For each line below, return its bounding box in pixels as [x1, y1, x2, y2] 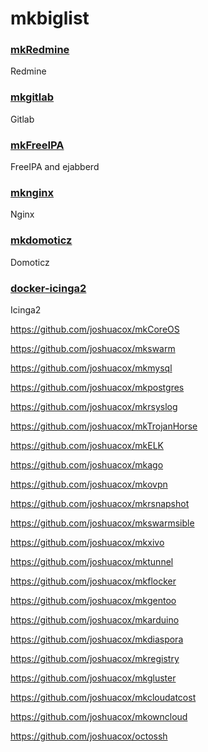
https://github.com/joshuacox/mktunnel [10, 555, 174, 567]
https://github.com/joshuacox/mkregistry [10, 652, 180, 664]
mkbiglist [10, 7, 90, 30]
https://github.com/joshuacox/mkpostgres [10, 381, 185, 393]
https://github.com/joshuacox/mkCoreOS [10, 323, 180, 335]
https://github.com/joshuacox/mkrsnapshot [10, 497, 190, 509]
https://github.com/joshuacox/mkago [10, 458, 164, 471]
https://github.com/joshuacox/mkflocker [10, 575, 177, 587]
